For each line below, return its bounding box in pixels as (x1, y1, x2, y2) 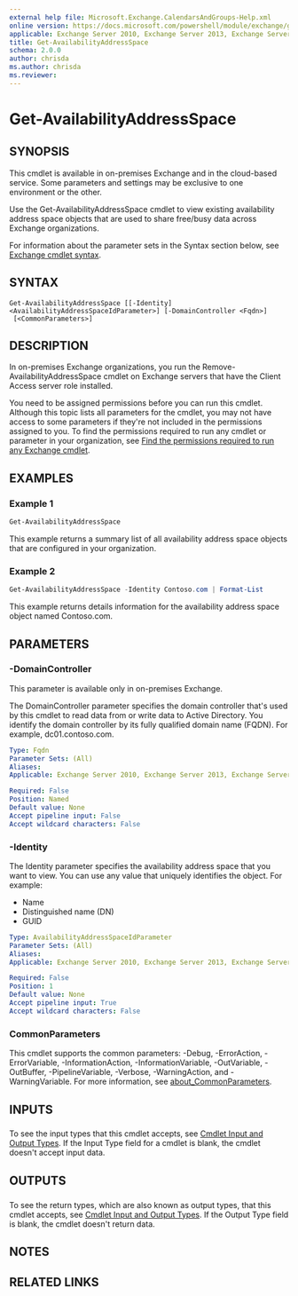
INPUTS (9, 1102, 53, 1117)
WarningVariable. (9, 1076, 73, 1087)
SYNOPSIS (9, 144, 70, 160)
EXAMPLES (9, 470, 74, 486)
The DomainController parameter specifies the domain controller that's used (9, 700, 288, 711)
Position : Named (9, 795, 69, 804)
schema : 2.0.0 (9, 46, 62, 55)
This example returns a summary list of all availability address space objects (9, 533, 288, 544)
